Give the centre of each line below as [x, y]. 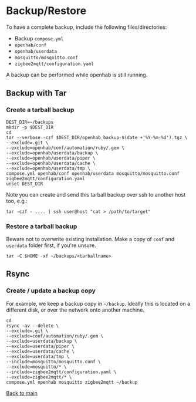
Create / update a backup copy [51, 290]
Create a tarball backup [40, 110]
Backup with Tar [36, 93]
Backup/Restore [46, 11]
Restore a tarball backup [42, 226]
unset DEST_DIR [25, 184]
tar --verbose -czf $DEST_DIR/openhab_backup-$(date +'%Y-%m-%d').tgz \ [97, 137]
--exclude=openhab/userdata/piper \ [51, 158]
